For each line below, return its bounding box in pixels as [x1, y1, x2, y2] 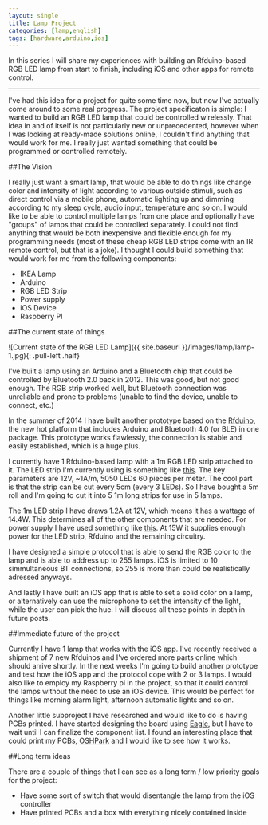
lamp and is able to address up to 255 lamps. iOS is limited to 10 [8, 555, 218, 565]
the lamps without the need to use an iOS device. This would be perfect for [8, 687, 255, 697]
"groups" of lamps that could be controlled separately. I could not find [8, 220, 238, 230]
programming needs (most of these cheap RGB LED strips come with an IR [8, 237, 254, 247]
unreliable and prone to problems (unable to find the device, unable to [8, 392, 238, 401]
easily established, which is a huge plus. [8, 441, 141, 451]
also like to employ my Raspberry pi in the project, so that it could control [8, 678, 249, 688]
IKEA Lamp [19, 269, 57, 279]
